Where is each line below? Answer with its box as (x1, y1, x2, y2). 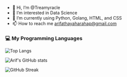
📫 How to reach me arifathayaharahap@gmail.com (12, 21, 117, 26)
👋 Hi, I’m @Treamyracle (12, 5, 60, 10)
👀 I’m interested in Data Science (12, 10, 78, 16)
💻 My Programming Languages (5, 35, 83, 42)
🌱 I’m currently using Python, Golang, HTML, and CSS (12, 15, 122, 21)
